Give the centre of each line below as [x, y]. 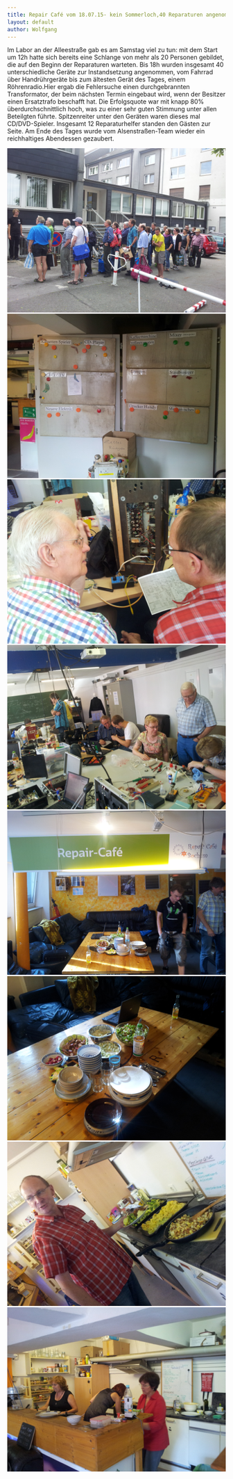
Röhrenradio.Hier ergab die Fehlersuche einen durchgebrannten [99, 87]
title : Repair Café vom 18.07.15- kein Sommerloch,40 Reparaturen [105, 15]
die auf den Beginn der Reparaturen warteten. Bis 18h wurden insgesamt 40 [115, 65]
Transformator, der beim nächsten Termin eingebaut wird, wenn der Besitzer [116, 95]
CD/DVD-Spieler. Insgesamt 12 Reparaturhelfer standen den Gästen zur [109, 124]
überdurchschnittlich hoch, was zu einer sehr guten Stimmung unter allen [112, 109]
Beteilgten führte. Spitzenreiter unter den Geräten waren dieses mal [104, 116]
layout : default [31, 22]
